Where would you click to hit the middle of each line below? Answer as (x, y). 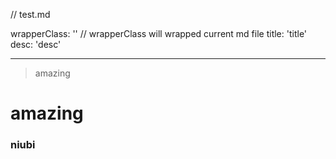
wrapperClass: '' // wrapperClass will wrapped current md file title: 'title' (159, 33)
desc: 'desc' (36, 44)
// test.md (30, 14)
